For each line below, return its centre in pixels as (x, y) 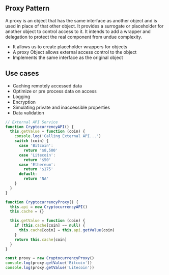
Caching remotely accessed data (47, 85)
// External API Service (32, 122)
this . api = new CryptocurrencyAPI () (49, 207)
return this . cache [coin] (41, 239)
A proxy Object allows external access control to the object (75, 52)
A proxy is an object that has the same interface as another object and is (81, 20)
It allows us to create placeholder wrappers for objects (70, 47)
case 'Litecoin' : (37, 155)
